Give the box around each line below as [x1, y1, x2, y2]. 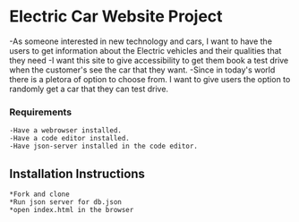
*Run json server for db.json [9, 198, 123, 207]
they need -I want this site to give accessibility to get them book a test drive [9, 55, 289, 65]
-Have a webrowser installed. [9, 126, 123, 135]
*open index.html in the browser [9, 206, 134, 215]
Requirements [9, 106, 73, 118]
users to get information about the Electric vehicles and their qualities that [9, 45, 282, 55]
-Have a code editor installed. [9, 134, 130, 143]
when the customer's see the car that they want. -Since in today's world [9, 64, 276, 75]
